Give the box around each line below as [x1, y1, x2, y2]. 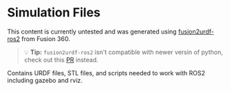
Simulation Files [7, 5, 101, 21]
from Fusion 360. [21, 34, 70, 42]
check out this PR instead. [23, 55, 99, 64]
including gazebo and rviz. [7, 76, 83, 84]
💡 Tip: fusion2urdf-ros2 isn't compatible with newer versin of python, [23, 48, 223, 56]
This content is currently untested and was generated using [7, 27, 178, 36]
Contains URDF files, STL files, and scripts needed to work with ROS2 [7, 68, 206, 77]
